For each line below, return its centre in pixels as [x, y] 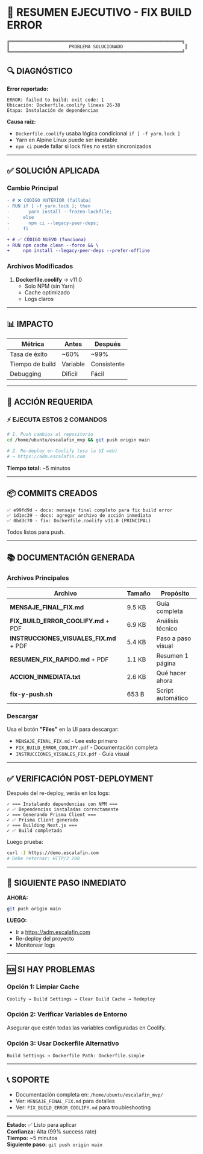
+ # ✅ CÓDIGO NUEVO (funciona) [47, 239]
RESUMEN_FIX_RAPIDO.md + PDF [59, 660]
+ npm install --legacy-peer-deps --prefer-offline [78, 251]
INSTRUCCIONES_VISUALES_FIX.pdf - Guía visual [72, 754]
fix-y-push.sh [31, 695]
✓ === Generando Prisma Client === [52, 815]
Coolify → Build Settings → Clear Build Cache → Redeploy [81, 999]
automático [172, 698]
